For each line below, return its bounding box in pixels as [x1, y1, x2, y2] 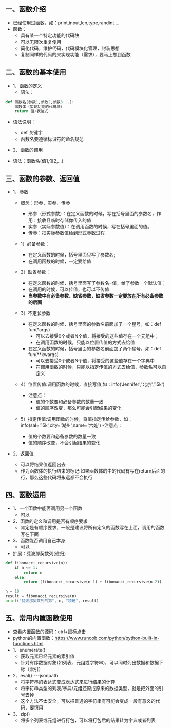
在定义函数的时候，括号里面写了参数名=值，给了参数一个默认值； [28, 280, 166, 286]
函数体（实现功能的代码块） [14, 104, 65, 109]
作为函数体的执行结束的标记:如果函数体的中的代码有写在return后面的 [20, 468, 165, 474]
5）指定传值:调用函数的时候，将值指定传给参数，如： [20, 416, 132, 422]
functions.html [12, 640, 44, 646]
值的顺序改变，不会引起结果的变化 [28, 440, 101, 446]
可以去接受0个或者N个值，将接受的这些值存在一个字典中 [35, 358, 155, 364]
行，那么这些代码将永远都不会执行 [20, 474, 93, 481]
